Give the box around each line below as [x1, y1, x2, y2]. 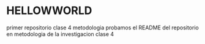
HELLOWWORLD [6, 4, 92, 18]
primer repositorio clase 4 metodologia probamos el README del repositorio [6, 24, 199, 31]
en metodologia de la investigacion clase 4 [6, 30, 114, 37]
